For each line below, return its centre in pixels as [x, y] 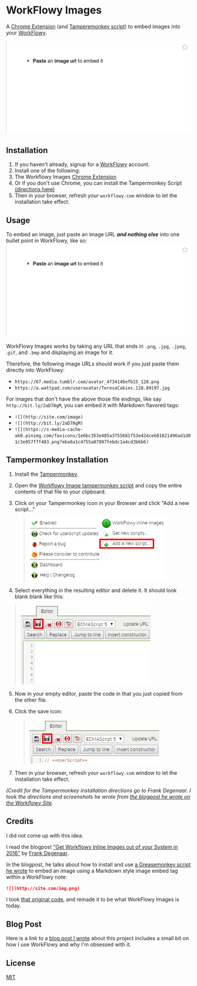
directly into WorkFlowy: [35, 370]
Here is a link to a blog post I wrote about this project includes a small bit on [98, 938]
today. [14, 906]
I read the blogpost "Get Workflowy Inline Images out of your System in [92, 847]
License [21, 963]
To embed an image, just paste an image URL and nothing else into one [93, 235]
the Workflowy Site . [30, 803]
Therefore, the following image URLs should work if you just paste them [93, 364]
